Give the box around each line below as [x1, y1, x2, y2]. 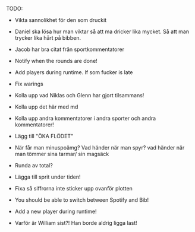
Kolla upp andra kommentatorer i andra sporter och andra [14, 115, 156, 122]
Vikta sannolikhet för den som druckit [14, 17, 107, 23]
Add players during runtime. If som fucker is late [14, 69, 133, 76]
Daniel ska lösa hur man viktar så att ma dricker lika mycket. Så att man [14, 28, 189, 35]
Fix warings [14, 80, 43, 87]
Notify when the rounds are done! [14, 58, 98, 64]
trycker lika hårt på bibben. [14, 34, 81, 41]
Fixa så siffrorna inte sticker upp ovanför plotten [14, 185, 133, 192]
